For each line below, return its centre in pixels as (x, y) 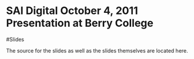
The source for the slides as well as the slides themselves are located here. (97, 50)
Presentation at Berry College (80, 23)
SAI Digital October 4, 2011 (72, 11)
